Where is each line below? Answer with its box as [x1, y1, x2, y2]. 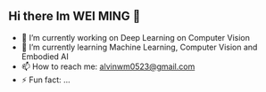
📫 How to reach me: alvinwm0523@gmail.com [21, 61, 195, 72]
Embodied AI [21, 50, 69, 62]
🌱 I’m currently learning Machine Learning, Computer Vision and [21, 42, 258, 52]
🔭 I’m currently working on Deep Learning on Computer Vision [21, 32, 251, 42]
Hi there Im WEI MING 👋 [8, 9, 141, 24]
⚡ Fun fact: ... [21, 74, 71, 85]
